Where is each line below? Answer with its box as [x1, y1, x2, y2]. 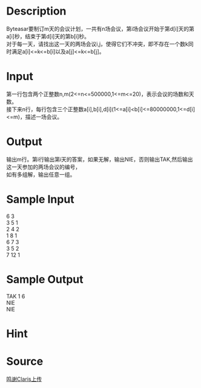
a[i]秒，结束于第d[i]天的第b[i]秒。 [6, 32, 90, 40]
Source [6, 355, 44, 369]
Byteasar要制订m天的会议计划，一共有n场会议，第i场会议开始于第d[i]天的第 [6, 25, 195, 32]
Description [6, 4, 67, 18]
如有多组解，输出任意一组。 [6, 171, 76, 178]
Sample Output [6, 272, 84, 286]
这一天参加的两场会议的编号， [6, 163, 81, 171]
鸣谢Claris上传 [6, 375, 42, 383]
